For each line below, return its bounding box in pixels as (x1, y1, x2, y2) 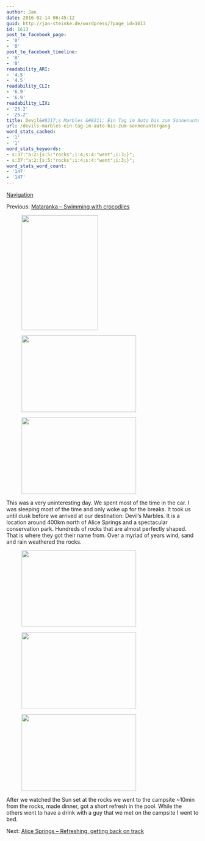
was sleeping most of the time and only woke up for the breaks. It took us (6, 506, 191, 512)
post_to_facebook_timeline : (6, 49, 78, 55)
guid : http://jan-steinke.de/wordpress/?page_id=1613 (6, 20, 146, 26)
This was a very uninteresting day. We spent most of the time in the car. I (6, 499, 190, 506)
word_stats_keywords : (6, 145, 62, 152)
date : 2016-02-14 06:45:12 (6, 15, 75, 21)
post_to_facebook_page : (6, 32, 67, 38)
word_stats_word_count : (6, 163, 67, 169)
